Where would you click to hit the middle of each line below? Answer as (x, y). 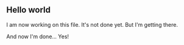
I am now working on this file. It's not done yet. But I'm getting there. (92, 24)
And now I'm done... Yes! (37, 36)
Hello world (28, 10)
